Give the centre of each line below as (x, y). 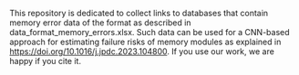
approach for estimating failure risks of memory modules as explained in (145, 42)
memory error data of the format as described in (100, 23)
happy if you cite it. (46, 61)
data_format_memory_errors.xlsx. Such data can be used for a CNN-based (149, 32)
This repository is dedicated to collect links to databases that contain (139, 13)
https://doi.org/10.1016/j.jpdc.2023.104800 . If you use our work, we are (142, 52)
